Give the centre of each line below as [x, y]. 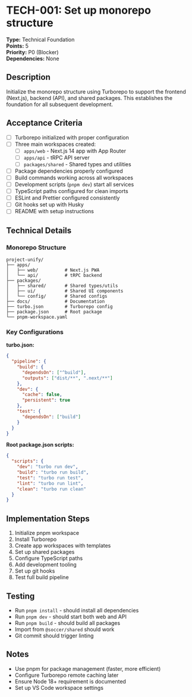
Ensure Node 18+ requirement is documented [70, 681]
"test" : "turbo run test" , [50, 478]
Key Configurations [35, 332]
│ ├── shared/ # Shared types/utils [62, 286]
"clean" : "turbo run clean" [51, 489]
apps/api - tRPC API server [57, 157]
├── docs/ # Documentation [56, 301]
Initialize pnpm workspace [47, 533]
